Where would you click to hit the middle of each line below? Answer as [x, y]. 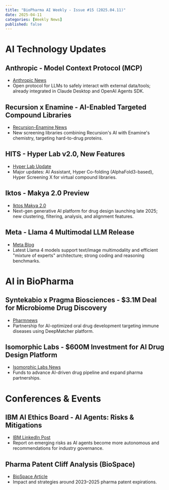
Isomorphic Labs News [37, 367]
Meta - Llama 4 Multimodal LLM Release [70, 232]
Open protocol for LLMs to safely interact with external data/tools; [81, 86]
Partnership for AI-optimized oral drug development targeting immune [86, 326]
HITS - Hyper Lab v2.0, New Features [65, 154]
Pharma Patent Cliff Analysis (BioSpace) [70, 464]
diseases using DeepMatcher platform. [53, 331]
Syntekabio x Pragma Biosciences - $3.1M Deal [81, 300]
